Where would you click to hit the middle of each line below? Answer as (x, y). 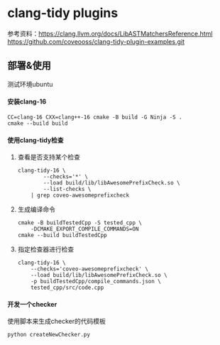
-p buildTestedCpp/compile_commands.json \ (96, 282)
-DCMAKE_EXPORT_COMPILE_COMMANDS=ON (85, 229)
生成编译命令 (36, 209)
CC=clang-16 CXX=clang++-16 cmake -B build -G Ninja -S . (95, 117)
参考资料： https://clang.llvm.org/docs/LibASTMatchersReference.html (110, 33)
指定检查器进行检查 (46, 249)
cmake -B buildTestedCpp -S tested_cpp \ (79, 223)
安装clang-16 (27, 102)
